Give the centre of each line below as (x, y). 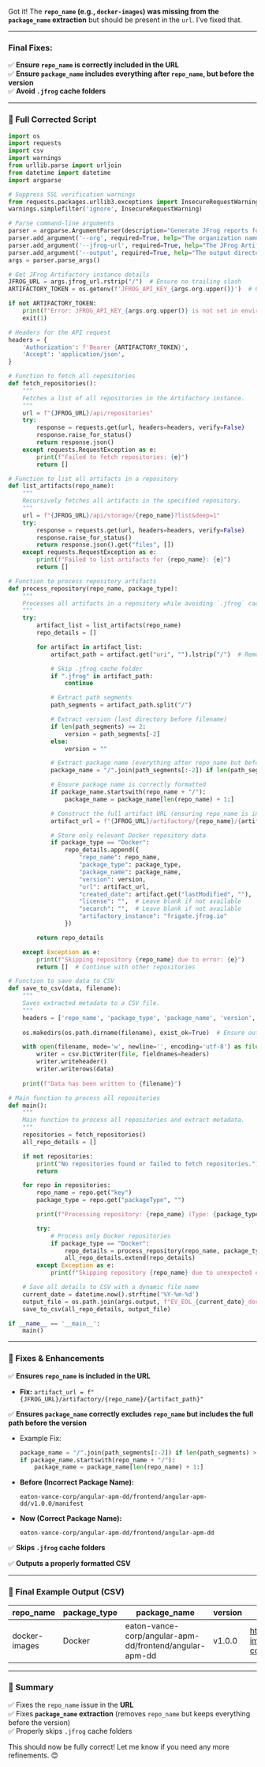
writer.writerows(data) (75, 1069)
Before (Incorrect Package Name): (77, 1482)
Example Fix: (40, 1438)
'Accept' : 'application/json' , (74, 355)
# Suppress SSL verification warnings (72, 194)
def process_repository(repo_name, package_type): (93, 589)
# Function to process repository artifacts (82, 581)
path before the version (47, 1423)
